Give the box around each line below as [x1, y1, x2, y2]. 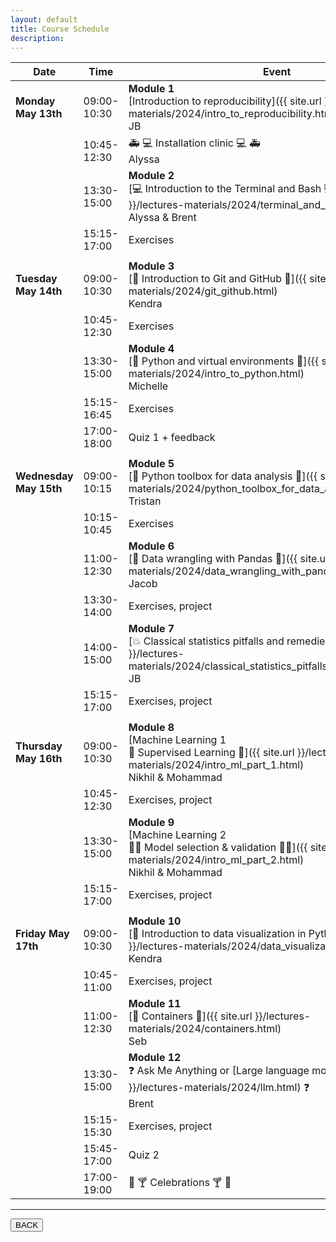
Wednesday [15, 469, 74, 483]
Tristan [128, 494, 162, 508]
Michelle [128, 379, 169, 393]
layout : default [10, 14, 78, 25]
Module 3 [128, 259, 175, 273]
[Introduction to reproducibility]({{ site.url [128, 94, 322, 108]
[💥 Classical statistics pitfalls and [128, 634, 285, 648]
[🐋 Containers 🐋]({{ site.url [128, 1009, 253, 1023]
